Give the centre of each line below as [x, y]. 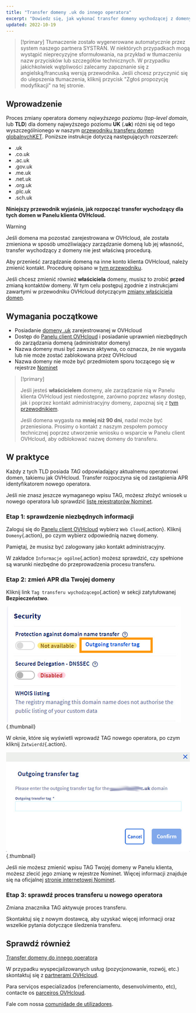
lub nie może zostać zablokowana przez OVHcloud [76, 355]
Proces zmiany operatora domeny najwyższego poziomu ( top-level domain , [97, 118]
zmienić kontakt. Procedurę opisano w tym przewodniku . [74, 268]
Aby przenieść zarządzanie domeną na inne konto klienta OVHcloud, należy [97, 262]
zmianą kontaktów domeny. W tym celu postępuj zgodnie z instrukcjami [92, 285]
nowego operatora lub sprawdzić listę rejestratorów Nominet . [80, 501]
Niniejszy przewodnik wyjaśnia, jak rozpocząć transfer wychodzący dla [95, 209]
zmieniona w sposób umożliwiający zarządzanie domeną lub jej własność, [95, 244]
